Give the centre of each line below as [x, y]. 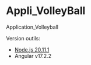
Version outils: [23, 38]
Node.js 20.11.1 [32, 49]
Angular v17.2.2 [33, 56]
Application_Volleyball [32, 27]
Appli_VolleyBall [46, 11]
